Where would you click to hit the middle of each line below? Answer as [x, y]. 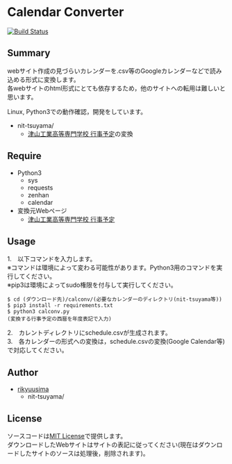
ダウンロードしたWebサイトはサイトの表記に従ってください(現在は [103, 445]
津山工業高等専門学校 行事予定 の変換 [80, 133]
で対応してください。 [38, 350]
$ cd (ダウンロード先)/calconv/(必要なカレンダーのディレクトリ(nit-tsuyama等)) [115, 299]
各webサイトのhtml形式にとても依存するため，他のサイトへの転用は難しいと [116, 88]
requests [40, 188]
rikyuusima [33, 389]
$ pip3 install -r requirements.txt [60, 306]
